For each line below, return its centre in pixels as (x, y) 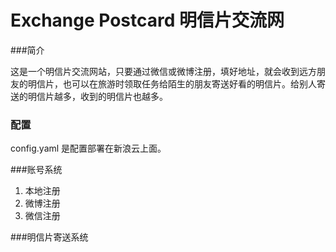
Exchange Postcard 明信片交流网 (147, 20)
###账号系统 (36, 170)
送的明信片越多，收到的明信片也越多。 (89, 96)
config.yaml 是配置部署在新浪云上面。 (88, 148)
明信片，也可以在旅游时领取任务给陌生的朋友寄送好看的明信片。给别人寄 (176, 83)
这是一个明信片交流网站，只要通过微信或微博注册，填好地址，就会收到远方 (163, 71)
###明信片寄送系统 (49, 237)
